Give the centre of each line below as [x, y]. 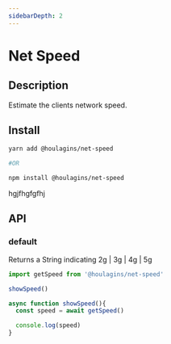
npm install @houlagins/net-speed [67, 178]
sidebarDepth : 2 [35, 16]
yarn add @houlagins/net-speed [61, 149]
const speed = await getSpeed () [70, 311]
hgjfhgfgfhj [27, 194]
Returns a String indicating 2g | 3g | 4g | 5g [80, 259]
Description [38, 86]
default [23, 241]
